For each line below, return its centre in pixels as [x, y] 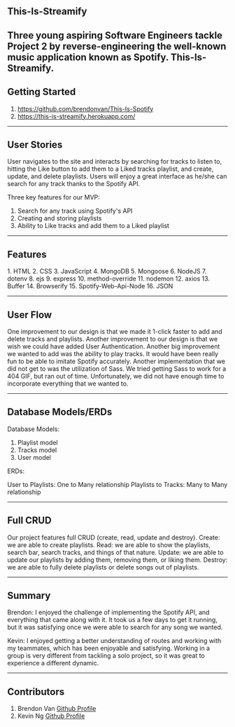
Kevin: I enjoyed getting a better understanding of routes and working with [114, 641]
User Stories [35, 144]
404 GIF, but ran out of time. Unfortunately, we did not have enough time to [116, 376]
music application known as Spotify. [88, 57]
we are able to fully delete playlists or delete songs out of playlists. [103, 567]
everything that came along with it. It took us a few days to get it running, [113, 620]
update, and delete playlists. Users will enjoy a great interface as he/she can [117, 176]
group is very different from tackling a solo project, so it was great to [106, 656]
